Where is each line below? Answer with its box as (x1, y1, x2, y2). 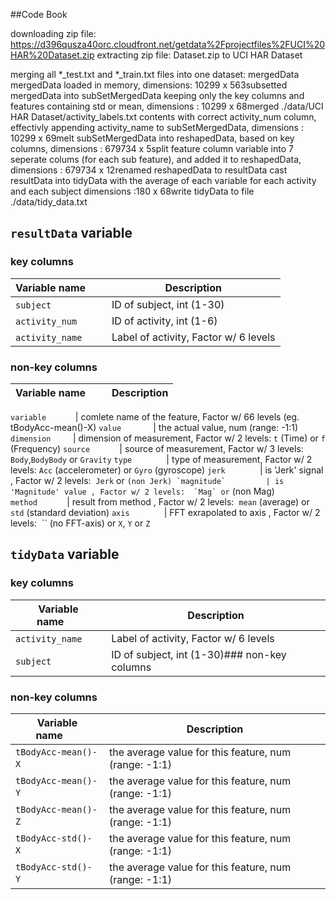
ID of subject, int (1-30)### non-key (111, 647, 287, 661)
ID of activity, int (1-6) (111, 314, 218, 328)
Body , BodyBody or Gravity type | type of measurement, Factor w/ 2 (10, 453, 313, 465)
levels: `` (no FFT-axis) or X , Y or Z (10, 517, 151, 529)
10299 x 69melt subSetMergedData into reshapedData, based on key (10, 132, 295, 144)
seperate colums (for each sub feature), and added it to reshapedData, (10, 154, 302, 165)
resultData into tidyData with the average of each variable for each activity (10, 175, 317, 186)
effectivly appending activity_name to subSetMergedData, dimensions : (10, 122, 304, 133)
